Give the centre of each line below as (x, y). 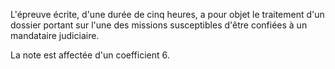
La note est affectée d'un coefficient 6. (90, 55)
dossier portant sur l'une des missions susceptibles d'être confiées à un (159, 25)
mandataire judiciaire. (55, 35)
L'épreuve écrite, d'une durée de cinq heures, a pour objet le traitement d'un (167, 14)
